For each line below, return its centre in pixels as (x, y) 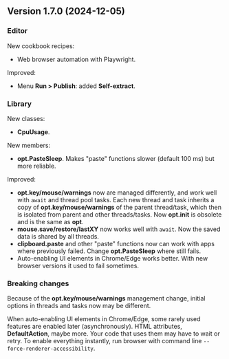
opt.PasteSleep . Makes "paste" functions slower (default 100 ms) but (116, 158)
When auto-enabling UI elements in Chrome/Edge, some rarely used (104, 319)
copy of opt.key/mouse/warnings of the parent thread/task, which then (119, 207)
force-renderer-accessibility (51, 349)
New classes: (26, 118)
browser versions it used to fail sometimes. (78, 265)
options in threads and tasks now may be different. (79, 306)
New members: (29, 145)
